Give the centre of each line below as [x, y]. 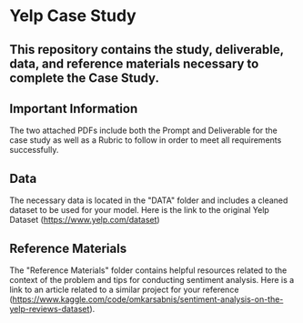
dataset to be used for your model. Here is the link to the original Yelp [140, 210]
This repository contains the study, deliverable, [146, 50]
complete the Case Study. [84, 78]
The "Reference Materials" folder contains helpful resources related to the [148, 270]
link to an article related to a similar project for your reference [124, 290]
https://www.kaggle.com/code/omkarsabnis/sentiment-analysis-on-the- [148, 299]
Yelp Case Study [73, 16]
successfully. [34, 150]
